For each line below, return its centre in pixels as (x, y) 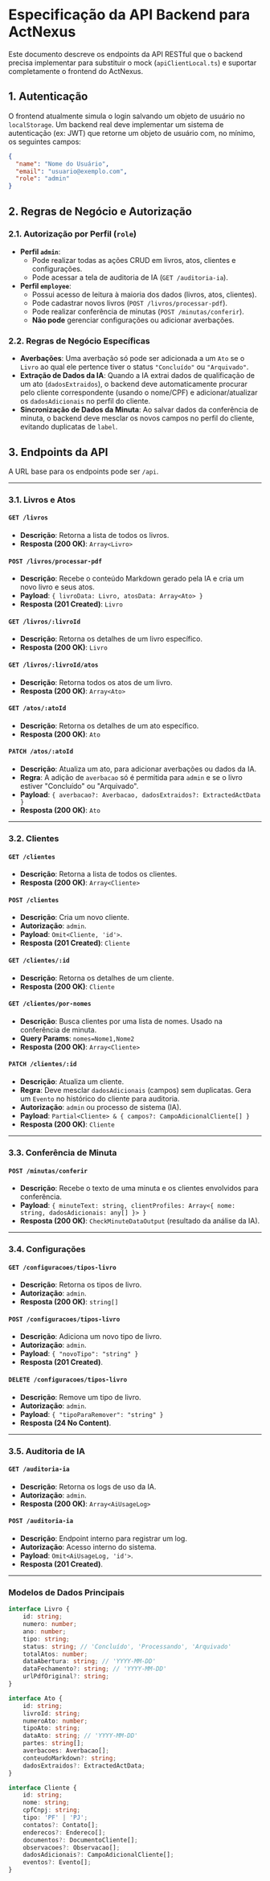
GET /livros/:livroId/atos (53, 665)
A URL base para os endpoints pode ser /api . (84, 471)
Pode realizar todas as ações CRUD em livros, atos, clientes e (134, 260)
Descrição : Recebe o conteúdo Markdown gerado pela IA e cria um (132, 579)
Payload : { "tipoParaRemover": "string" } (92, 1414)
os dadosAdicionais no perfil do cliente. (85, 401)
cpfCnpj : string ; (52, 1810)
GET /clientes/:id (39, 960)
